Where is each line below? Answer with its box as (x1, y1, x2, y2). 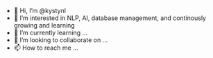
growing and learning (13, 21, 75, 29)
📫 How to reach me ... (13, 43, 78, 52)
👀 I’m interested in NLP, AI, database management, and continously (13, 14, 207, 22)
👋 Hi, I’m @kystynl (13, 7, 66, 14)
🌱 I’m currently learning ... (13, 28, 88, 37)
